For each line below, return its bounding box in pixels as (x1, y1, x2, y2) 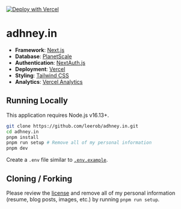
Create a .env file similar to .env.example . (6, 156, 108, 163)
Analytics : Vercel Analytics (14, 78, 83, 85)
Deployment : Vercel (14, 65, 66, 72)
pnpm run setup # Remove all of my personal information (6, 140, 152, 146)
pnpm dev (6, 146, 28, 152)
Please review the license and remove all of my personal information (6, 189, 176, 196)
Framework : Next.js (14, 46, 65, 53)
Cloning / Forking (6, 174, 73, 184)
